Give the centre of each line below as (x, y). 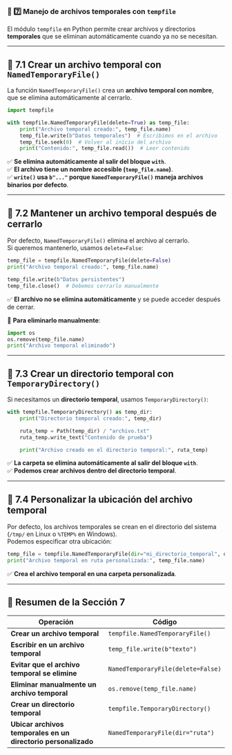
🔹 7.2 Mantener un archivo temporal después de (112, 213)
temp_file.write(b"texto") (152, 649)
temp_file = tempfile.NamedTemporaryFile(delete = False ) (89, 261)
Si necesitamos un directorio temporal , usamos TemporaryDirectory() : (108, 399)
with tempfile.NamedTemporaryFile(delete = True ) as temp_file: (98, 123)
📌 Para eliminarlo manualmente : (54, 320)
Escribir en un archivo (48, 644)
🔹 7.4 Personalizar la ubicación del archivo (100, 499)
